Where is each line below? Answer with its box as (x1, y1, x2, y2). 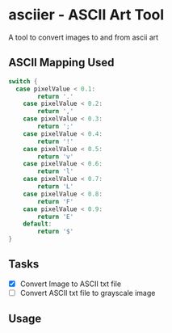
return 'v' (37, 152, 74, 161)
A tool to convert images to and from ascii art (8, 32, 159, 42)
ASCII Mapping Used (8, 56, 115, 70)
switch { (8, 77, 38, 86)
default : (23, 220, 52, 228)
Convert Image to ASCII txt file (19, 279, 122, 289)
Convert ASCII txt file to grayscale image (19, 288, 156, 297)
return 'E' (37, 213, 74, 221)
